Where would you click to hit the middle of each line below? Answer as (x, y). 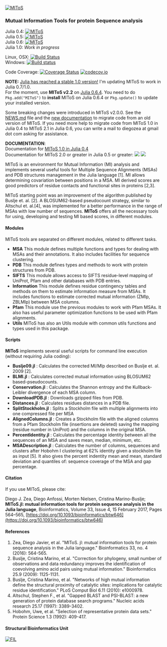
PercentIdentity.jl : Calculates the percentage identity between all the (84, 435)
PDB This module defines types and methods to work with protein (80, 265)
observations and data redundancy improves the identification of (79, 564)
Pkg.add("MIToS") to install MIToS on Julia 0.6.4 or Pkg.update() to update (82, 98)
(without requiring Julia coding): (38, 356)
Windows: (15, 62)
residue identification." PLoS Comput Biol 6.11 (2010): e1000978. (78, 590)
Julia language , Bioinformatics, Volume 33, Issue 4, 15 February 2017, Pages (84, 509)
